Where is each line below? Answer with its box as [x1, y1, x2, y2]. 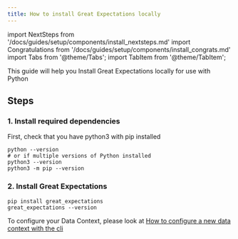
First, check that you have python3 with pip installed [7, 133, 161, 141]
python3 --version [7, 158, 62, 166]
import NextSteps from [7, 30, 75, 39]
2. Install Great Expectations [7, 181, 108, 191]
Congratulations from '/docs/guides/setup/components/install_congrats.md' [7, 45, 231, 54]
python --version [7, 146, 59, 153]
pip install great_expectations [7, 198, 103, 205]
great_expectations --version [7, 204, 98, 211]
